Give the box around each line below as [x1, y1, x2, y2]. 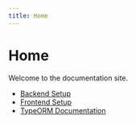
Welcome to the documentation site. [8, 73, 129, 83]
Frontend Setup [19, 97, 72, 107]
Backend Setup [19, 88, 71, 98]
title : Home [8, 11, 48, 20]
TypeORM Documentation [19, 105, 106, 115]
